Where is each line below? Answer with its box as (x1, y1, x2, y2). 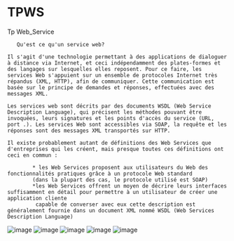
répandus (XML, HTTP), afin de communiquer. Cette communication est (7, 78, 215, 85)
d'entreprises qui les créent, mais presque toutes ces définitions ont (7, 145, 224, 152)
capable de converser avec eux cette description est (35, 201, 196, 208)
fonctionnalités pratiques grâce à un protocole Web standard (7, 170, 193, 177)
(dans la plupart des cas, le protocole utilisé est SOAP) (32, 176, 209, 183)
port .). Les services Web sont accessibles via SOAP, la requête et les (7, 121, 228, 128)
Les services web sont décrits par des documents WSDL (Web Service (7, 103, 212, 110)
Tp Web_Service (7, 27, 55, 36)
